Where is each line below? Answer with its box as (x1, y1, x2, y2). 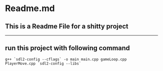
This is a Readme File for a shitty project (5, 22, 129, 30)
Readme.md (5, 3, 55, 14)
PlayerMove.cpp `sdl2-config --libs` (5, 61, 81, 66)
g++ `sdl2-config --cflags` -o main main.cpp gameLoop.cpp (5, 57, 127, 62)
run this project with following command (5, 44, 130, 52)
